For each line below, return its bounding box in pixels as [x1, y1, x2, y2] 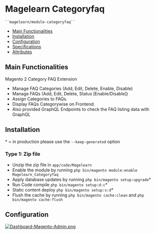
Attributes [12, 49, 32, 55]
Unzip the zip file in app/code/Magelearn [12, 162, 92, 168]
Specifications [12, 43, 42, 49]
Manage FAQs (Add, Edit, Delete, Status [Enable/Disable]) [12, 90, 128, 96]
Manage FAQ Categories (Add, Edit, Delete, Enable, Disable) [12, 85, 133, 91]
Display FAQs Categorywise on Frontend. [12, 101, 95, 107]
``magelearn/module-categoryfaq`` [5, 20, 76, 24]
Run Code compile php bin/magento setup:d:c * [12, 182, 108, 188]
